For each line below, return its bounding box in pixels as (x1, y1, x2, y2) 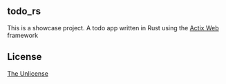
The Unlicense (7, 69, 48, 78)
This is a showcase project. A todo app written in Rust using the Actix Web (7, 23, 219, 32)
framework (7, 31, 39, 39)
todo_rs (7, 6, 41, 17)
